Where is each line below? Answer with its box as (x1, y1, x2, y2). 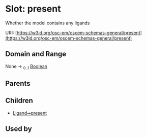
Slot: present (5, 3, 61, 15)
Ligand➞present (12, 110, 47, 116)
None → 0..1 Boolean (5, 63, 47, 71)
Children (5, 96, 33, 105)
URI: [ (5, 29, 17, 36)
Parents (5, 79, 31, 88)
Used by (5, 125, 32, 133)
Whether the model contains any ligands (5, 20, 90, 26)
